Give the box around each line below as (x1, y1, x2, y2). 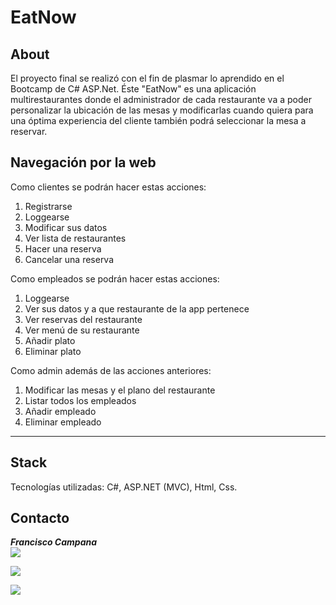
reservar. (10, 126, 48, 137)
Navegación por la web (10, 154, 157, 171)
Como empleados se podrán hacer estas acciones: (10, 272, 220, 285)
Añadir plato (24, 334, 76, 346)
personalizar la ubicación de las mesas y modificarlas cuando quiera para (10, 104, 314, 116)
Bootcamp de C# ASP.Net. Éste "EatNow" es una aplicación (10, 83, 257, 95)
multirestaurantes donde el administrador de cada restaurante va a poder (10, 94, 312, 105)
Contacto (10, 510, 70, 527)
